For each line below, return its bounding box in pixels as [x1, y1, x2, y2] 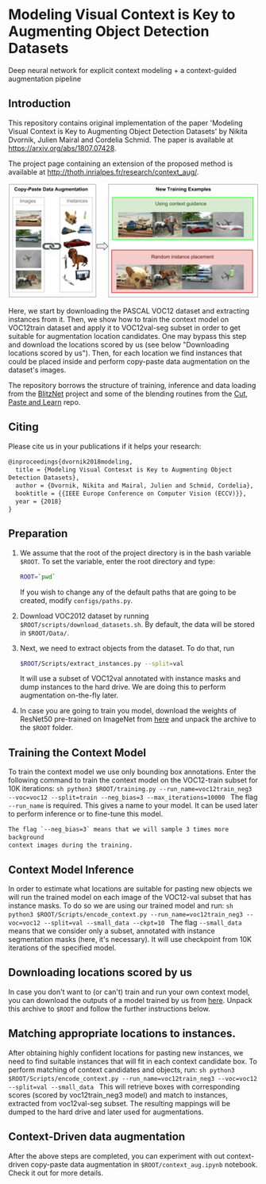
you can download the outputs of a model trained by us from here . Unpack [8, 995, 253, 1005]
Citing [8, 421, 39, 434]
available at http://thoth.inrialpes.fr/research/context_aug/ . [8, 167, 199, 176]
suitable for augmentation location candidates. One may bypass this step [8, 332, 247, 341]
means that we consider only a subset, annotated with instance [8, 926, 216, 936]
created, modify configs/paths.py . [19, 595, 133, 605]
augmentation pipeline [8, 74, 82, 83]
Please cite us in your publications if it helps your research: [8, 441, 202, 451]
